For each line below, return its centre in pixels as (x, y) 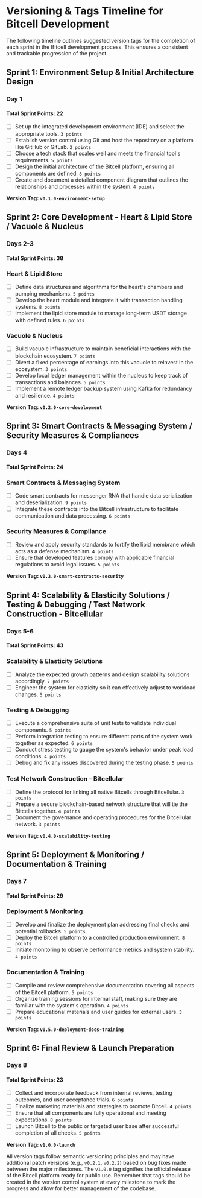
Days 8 (17, 1065)
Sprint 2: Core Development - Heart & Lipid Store (99, 217)
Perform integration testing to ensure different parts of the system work (104, 737)
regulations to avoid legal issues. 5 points (67, 565)
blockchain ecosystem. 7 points (55, 356)
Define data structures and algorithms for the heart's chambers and (99, 287)
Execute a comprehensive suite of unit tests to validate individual (96, 723)
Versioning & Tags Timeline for (85, 11)
